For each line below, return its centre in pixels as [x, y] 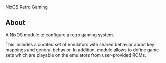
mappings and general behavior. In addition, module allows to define [76, 50]
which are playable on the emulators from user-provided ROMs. [80, 55]
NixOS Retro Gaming [26, 7]
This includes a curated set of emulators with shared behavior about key [80, 44]
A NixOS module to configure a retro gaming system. [60, 35]
